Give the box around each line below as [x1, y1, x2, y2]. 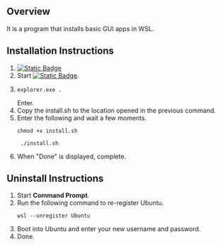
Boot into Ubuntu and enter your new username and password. [16, 225, 201, 233]
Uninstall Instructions [6, 172, 104, 184]
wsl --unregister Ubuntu [16, 212, 91, 220]
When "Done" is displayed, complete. [16, 152, 127, 160]
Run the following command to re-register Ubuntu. [16, 199, 164, 207]
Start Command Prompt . [16, 191, 90, 200]
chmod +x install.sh [16, 127, 78, 134]
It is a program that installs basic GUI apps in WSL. [6, 24, 154, 33]
